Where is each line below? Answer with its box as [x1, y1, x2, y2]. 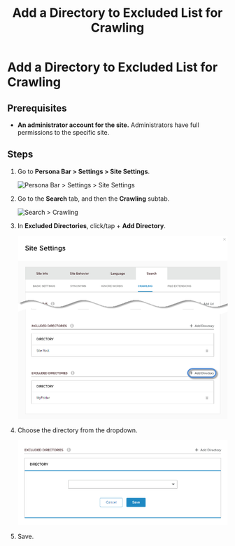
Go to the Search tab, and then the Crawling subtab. [17, 194, 170, 203]
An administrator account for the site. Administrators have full [17, 121, 199, 129]
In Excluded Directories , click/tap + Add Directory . [17, 221, 166, 229]
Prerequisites [7, 102, 67, 114]
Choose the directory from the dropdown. [17, 426, 138, 434]
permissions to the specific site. [17, 128, 110, 136]
